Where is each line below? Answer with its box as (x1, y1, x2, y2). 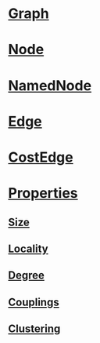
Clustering (8, 323, 61, 336)
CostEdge (8, 148, 73, 166)
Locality (8, 242, 48, 255)
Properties (8, 184, 78, 203)
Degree (8, 268, 45, 283)
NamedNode (8, 76, 92, 94)
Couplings (8, 295, 60, 308)
